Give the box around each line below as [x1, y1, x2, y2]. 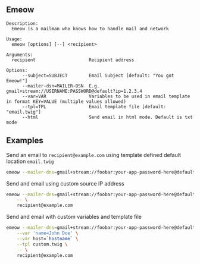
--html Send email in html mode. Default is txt [21, 114, 193, 120]
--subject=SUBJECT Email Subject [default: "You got [21, 73, 174, 78]
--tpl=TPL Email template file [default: [21, 103, 167, 109]
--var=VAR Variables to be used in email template [21, 93, 190, 99]
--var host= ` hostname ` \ [17, 235, 79, 241]
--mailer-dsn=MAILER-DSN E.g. [21, 83, 100, 89]
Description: [6, 20, 39, 26]
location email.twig [6, 158, 54, 165]
